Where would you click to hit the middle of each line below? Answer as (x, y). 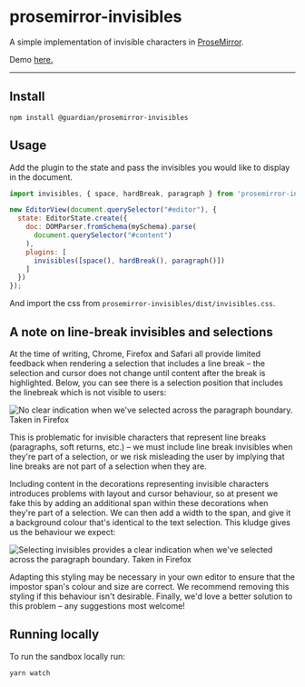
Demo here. (31, 59)
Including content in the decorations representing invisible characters (139, 484)
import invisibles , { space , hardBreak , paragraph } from (121, 194)
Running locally (54, 635)
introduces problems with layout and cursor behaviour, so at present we (144, 493)
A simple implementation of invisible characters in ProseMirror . (127, 42)
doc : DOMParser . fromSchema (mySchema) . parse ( (111, 227)
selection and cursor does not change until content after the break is (138, 373)
